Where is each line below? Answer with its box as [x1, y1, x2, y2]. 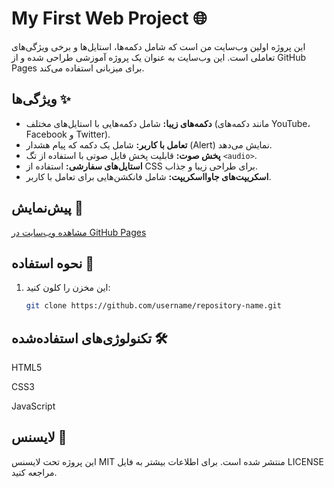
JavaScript [11, 400, 56, 412]
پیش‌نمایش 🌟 [11, 200, 84, 217]
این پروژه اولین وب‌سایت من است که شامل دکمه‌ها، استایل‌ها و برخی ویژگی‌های [11, 40, 306, 52]
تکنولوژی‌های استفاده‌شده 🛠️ [11, 330, 168, 347]
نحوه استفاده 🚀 [11, 255, 95, 272]
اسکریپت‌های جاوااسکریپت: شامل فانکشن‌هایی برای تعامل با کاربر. [25, 170, 272, 182]
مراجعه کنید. [11, 466, 58, 478]
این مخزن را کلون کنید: [25, 282, 111, 294]
